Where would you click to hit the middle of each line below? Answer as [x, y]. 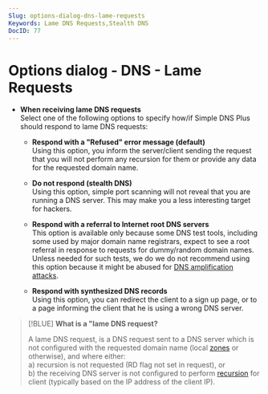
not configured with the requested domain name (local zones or [133, 348]
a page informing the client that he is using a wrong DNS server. [138, 308]
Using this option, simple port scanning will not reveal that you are [141, 192]
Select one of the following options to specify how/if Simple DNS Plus [135, 118]
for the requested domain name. [85, 168]
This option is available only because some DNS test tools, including [145, 233]
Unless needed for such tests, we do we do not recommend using [141, 258]
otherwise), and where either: [77, 356]
